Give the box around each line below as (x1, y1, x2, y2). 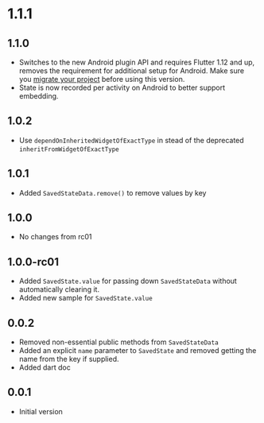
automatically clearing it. (18, 285, 100, 294)
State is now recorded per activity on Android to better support (18, 83, 226, 92)
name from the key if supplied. (18, 355, 120, 364)
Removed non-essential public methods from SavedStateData (18, 337, 219, 347)
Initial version (18, 406, 63, 416)
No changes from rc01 (18, 232, 92, 242)
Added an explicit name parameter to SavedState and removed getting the (18, 346, 257, 355)
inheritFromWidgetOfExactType (18, 145, 120, 153)
